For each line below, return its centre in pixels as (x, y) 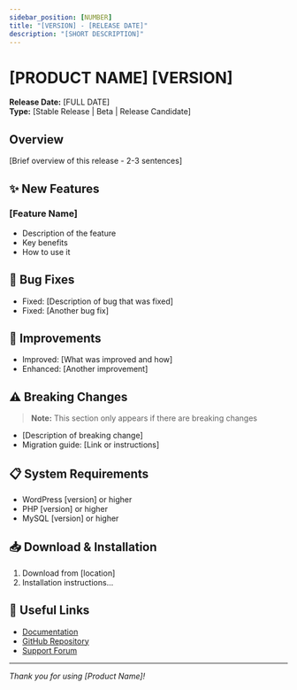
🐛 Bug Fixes (42, 280)
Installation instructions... (68, 582)
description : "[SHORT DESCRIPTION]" (76, 34)
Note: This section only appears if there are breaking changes (144, 418)
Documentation (50, 632)
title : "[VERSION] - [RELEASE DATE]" (79, 26)
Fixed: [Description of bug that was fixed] (98, 301)
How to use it (46, 252)
